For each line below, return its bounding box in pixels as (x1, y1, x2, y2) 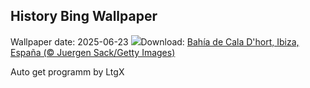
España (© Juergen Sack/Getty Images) (10, 46, 176, 58)
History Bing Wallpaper (10, 8, 158, 25)
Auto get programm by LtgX (10, 65, 125, 78)
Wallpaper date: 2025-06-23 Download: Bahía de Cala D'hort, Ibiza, (10, 35, 300, 48)
